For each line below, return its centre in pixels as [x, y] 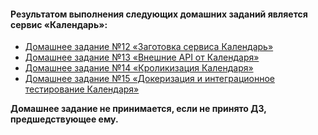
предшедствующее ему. [64, 119]
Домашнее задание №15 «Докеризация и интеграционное [149, 79]
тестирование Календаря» [82, 89]
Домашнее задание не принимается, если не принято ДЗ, [138, 109]
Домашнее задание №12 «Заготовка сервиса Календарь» [149, 47]
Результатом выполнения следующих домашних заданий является [159, 14]
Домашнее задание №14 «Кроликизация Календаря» [139, 68]
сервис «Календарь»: [59, 24]
